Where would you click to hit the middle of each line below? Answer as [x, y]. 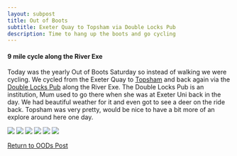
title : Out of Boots [38, 21]
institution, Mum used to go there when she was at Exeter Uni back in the [114, 95]
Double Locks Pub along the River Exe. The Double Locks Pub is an [106, 87]
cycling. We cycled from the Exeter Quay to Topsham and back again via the [119, 79]
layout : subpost [31, 14]
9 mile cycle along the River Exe [55, 56]
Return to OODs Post [38, 145]
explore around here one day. [50, 117]
